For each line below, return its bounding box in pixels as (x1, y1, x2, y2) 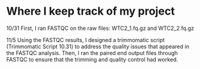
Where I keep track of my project (6, 4, 175, 18)
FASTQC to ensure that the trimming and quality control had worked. (6, 56, 179, 63)
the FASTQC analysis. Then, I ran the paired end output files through (6, 49, 178, 56)
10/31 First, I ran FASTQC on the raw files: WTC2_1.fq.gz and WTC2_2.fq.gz (6, 24, 195, 32)
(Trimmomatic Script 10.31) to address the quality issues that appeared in (6, 43, 190, 50)
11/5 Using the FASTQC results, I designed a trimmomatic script (6, 36, 165, 43)
